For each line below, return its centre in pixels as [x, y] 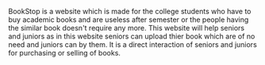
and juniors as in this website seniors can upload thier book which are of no [132, 36]
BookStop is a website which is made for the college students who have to [130, 11]
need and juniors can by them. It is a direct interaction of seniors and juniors [133, 45]
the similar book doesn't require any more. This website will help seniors [126, 28]
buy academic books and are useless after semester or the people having [129, 20]
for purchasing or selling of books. [65, 53]
